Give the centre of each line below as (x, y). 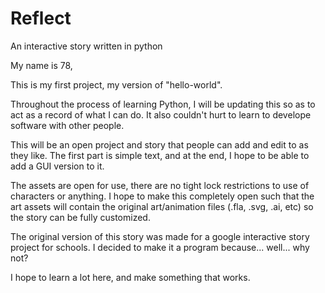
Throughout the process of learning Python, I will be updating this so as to (163, 104)
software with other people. (67, 125)
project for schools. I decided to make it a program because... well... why (160, 247)
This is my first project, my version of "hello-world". (116, 84)
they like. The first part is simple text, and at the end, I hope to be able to (160, 155)
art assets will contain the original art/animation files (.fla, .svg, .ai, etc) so (162, 206)
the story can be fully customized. (80, 217)
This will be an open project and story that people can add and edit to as (159, 144)
